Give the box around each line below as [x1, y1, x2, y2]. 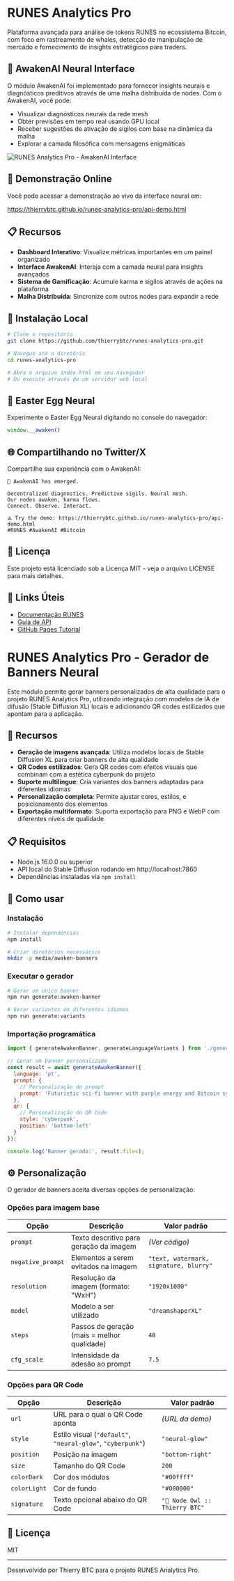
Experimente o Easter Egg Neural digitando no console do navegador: [7, 413, 208, 422]
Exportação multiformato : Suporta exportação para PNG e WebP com [17, 807, 220, 816]
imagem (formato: [70, 1282, 130, 1291]
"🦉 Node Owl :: [161, 1496, 212, 1504]
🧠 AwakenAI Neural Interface [7, 63, 135, 75]
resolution [10, 1282, 47, 1290]
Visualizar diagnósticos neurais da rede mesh [17, 109, 148, 118]
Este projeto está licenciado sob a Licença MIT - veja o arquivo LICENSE [7, 564, 215, 573]
